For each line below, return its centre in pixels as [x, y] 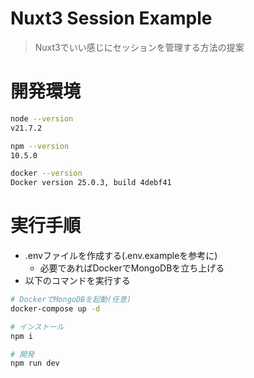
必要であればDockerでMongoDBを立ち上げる [132, 268]
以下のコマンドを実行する [77, 281]
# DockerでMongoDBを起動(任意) [71, 300]
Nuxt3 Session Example [111, 18]
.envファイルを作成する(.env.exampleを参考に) [121, 256]
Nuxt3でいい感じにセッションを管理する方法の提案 [139, 47]
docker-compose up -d [55, 308]
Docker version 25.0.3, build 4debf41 [91, 183]
